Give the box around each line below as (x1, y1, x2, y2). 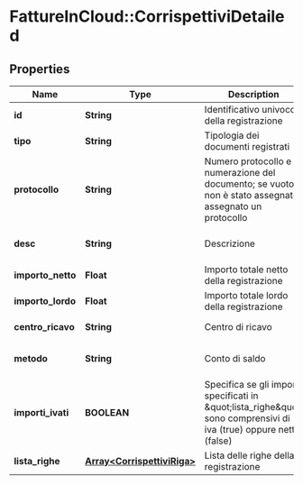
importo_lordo (14, 295, 77, 307)
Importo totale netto (204, 263, 289, 276)
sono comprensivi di (204, 412, 290, 425)
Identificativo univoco (204, 104, 296, 115)
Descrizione (204, 237, 255, 250)
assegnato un (204, 200, 262, 213)
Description (228, 88, 280, 100)
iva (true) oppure (204, 424, 277, 435)
